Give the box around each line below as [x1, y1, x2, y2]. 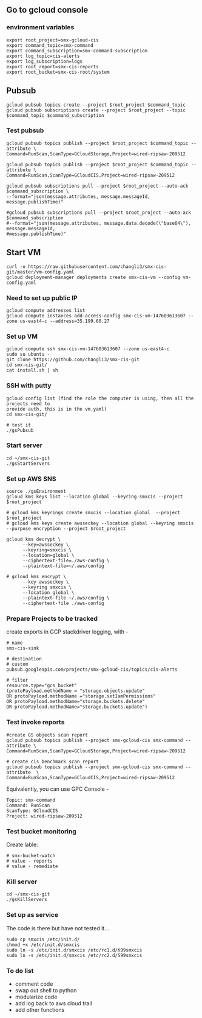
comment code [15, 980, 53, 988]
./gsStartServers [6, 460, 50, 467]
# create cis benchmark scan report [6, 758, 99, 765]
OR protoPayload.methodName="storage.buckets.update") [6, 704, 148, 710]
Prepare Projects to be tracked [6, 615, 98, 623]
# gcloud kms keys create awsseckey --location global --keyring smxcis [6, 520, 194, 526]
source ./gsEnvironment [6, 489, 67, 495]
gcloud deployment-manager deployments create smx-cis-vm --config [6, 274, 181, 280]
